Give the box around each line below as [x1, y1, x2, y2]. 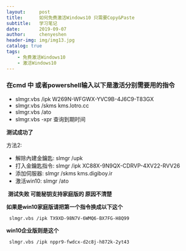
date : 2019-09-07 [6, 26, 67, 32]
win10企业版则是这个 [6, 227, 59, 234]
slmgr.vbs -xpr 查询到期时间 [15, 115, 86, 122]
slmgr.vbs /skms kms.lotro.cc [15, 102, 90, 109]
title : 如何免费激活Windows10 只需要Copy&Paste [6, 15, 135, 21]
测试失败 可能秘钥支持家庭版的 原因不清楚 [7, 190, 112, 197]
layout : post [6, 9, 51, 15]
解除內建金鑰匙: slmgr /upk [15, 154, 84, 161]
